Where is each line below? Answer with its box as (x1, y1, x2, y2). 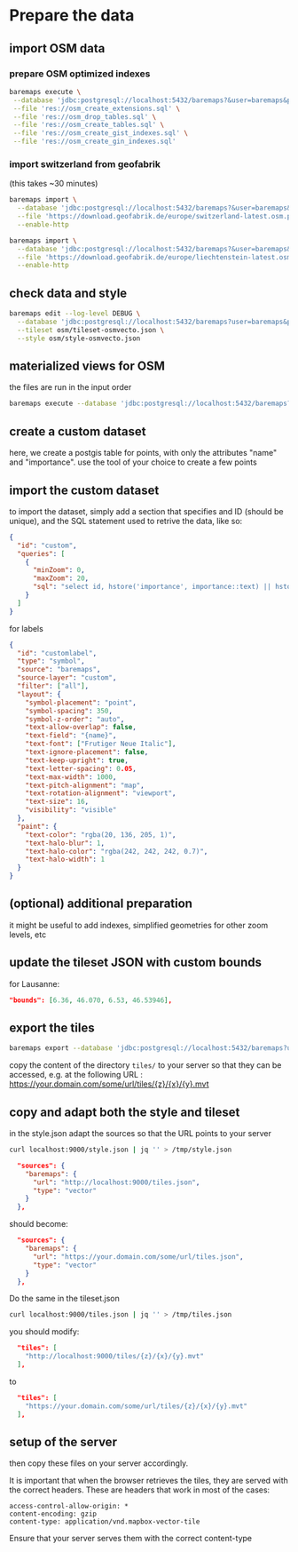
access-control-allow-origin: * (9, 1502, 129, 1511)
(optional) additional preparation (9, 896, 193, 911)
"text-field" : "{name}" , (25, 731, 117, 740)
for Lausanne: (9, 978, 60, 989)
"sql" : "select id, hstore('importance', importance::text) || (32, 583, 272, 592)
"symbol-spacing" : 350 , (25, 706, 114, 715)
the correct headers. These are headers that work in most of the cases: (9, 1484, 271, 1495)
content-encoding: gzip (9, 1509, 98, 1519)
